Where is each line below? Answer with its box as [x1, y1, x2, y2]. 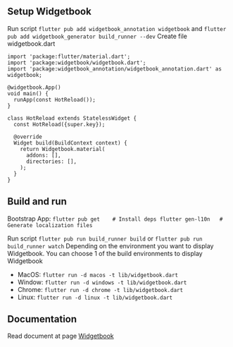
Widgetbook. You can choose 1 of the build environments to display [7, 249, 203, 257]
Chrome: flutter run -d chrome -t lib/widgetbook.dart [17, 285, 184, 293]
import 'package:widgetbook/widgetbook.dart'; [7, 59, 146, 66]
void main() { [7, 90, 49, 97]
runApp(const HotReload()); [13, 96, 96, 103]
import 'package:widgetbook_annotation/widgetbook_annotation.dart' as [7, 65, 222, 73]
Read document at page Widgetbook [7, 331, 114, 341]
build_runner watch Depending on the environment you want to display [7, 241, 214, 250]
